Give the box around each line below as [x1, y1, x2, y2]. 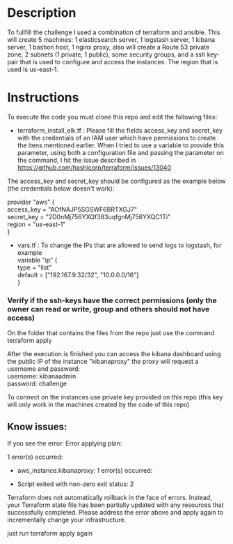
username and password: [7, 365, 81, 373]
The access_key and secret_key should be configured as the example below [7, 177, 226, 185]
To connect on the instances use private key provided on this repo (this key [7, 393, 223, 402]
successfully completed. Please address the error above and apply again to [7, 508, 224, 516]
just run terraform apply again [7, 529, 93, 537]
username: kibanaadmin [7, 372, 77, 381]
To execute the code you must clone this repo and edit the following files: [7, 112, 218, 121]
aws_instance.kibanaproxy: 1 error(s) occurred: [17, 466, 153, 474]
